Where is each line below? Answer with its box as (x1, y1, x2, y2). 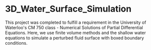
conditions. (5, 40, 28, 46)
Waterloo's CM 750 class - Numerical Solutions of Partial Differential (5, 24, 143, 30)
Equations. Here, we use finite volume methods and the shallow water (5, 30, 146, 35)
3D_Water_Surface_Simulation (5, 3, 131, 15)
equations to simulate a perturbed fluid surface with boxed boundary (5, 35, 144, 41)
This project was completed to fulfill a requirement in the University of (5, 19, 146, 25)
